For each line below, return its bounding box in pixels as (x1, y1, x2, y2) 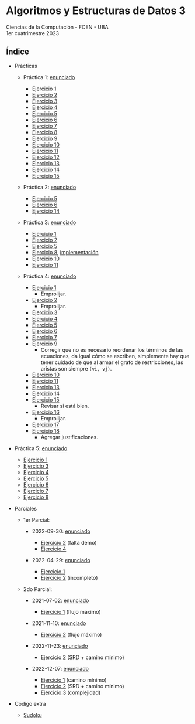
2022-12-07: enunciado (32, 665, 89, 672)
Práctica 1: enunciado (23, 73, 75, 80)
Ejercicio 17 (32, 421, 60, 428)
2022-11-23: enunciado (32, 642, 88, 649)
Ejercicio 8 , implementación (32, 249, 99, 256)
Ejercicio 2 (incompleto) (40, 574, 98, 581)
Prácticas (14, 62, 38, 69)
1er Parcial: (23, 516, 50, 523)
